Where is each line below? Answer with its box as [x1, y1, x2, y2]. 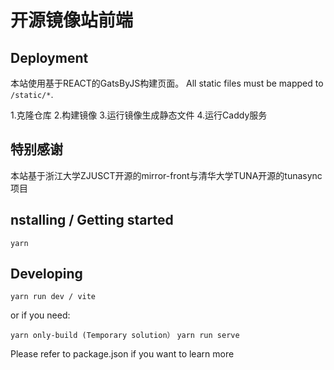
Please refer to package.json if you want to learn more [10, 348, 235, 360]
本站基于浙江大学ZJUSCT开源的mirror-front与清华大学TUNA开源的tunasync [10, 169, 323, 181]
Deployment [10, 49, 89, 66]
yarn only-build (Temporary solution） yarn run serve [10, 331, 240, 341]
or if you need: [10, 309, 71, 321]
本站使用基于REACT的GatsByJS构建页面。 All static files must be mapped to [10, 77, 324, 89]
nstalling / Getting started [10, 212, 174, 229]
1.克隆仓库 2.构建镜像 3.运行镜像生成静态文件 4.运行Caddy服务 [10, 109, 268, 121]
